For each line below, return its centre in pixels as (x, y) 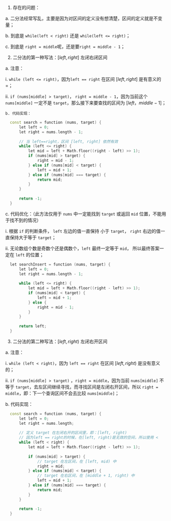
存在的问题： (26, 7)
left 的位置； (30, 254)
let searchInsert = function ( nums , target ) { (60, 264)
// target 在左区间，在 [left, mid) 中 (77, 461)
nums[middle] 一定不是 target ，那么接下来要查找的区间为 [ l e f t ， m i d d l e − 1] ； (86, 103)
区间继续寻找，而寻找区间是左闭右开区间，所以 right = (100, 387)
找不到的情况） (25, 220)
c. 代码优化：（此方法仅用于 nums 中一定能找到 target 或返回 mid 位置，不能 (83, 213)
